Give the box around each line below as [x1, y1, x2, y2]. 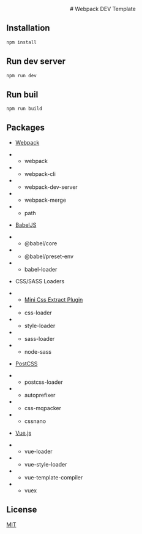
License [6, 505, 37, 515]
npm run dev [6, 72, 37, 78]
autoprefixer [24, 391, 56, 399]
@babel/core [24, 239, 58, 247]
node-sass [24, 348, 52, 355]
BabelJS [15, 221, 37, 229]
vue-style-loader [24, 460, 67, 468]
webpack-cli [24, 170, 56, 177]
